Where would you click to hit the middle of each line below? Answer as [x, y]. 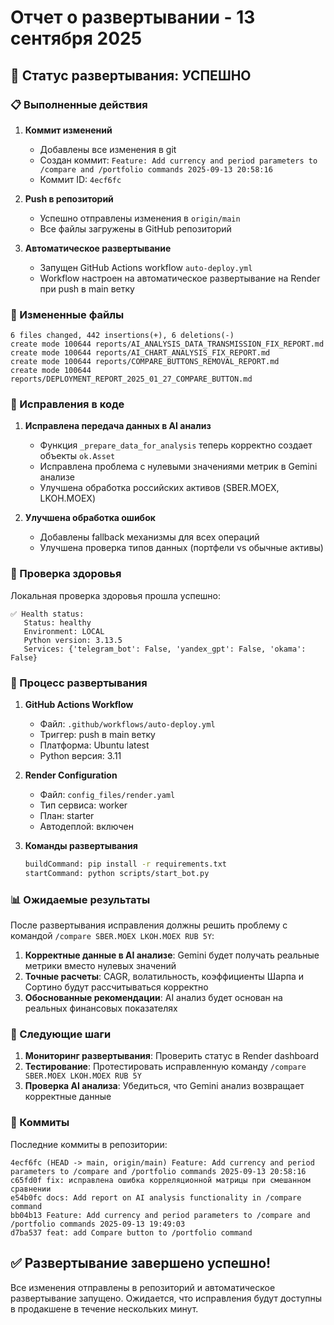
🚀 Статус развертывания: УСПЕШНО [131, 75]
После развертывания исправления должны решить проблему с [149, 925]
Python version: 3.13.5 [73, 640]
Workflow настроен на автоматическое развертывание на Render [180, 278]
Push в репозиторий [69, 198]
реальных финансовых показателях [101, 1008]
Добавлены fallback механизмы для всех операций [149, 537]
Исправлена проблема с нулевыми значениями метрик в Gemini [178, 467]
